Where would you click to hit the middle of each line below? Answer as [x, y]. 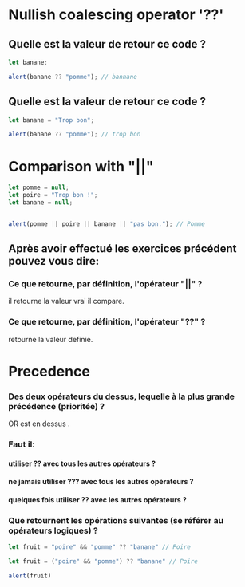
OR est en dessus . [39, 424]
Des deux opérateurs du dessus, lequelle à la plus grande [122, 396]
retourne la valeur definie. [51, 339]
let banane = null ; [41, 203]
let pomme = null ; [39, 188]
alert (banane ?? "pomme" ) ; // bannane [73, 77]
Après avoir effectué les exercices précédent [122, 249]
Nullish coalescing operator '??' [116, 15]
